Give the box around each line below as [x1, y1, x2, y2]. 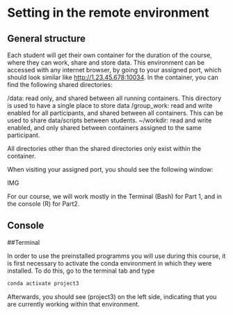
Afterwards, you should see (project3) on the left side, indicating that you [7, 292, 217, 300]
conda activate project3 [7, 280, 79, 286]
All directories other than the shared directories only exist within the [7, 145, 202, 152]
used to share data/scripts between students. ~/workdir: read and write [7, 116, 212, 124]
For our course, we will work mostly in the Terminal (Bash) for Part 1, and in [7, 193, 223, 200]
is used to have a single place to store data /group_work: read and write [7, 102, 213, 109]
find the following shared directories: [7, 81, 113, 88]
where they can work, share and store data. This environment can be [7, 58, 205, 67]
